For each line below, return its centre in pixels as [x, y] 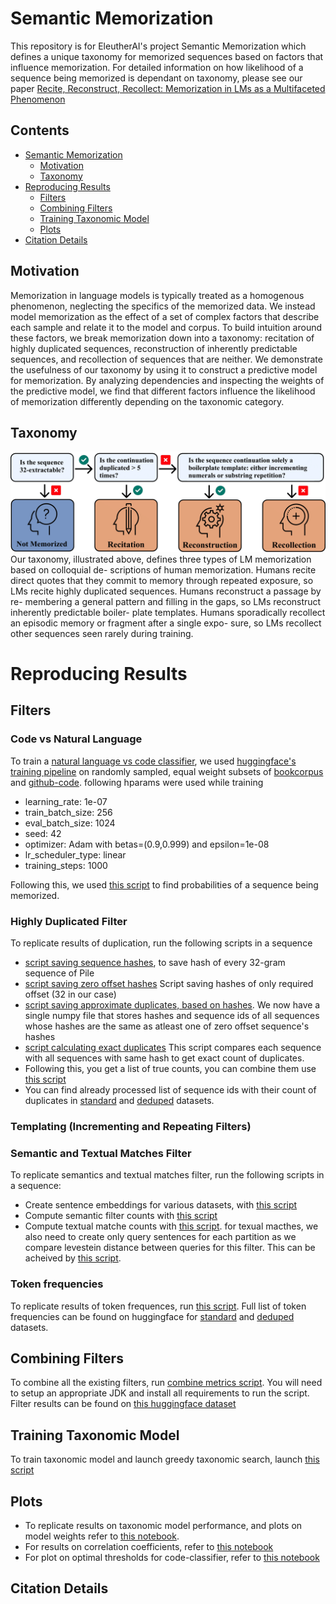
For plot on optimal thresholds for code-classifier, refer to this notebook [172, 1557]
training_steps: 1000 [66, 865]
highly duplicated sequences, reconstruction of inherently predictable [154, 348]
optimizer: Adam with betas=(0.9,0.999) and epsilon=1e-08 [147, 844]
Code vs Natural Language [76, 739]
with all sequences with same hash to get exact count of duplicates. [164, 1058]
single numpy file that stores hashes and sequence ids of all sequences [172, 1015]
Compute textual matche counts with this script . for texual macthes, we [171, 1226]
